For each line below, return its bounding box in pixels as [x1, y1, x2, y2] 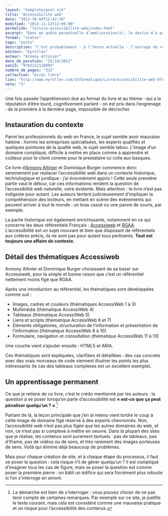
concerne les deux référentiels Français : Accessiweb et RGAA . [5, 222, 135, 228]
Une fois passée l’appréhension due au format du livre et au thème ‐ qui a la [5, 95, 161, 101]
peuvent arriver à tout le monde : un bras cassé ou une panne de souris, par [5, 202, 162, 208]
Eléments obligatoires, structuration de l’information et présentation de [12, 322, 158, 328]
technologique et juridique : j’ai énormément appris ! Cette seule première [5, 175, 157, 181]
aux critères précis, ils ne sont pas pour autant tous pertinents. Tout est [5, 233, 153, 239]
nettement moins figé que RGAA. [5, 276, 73, 282]
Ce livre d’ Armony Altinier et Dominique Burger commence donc [5, 164, 137, 170]
